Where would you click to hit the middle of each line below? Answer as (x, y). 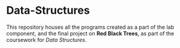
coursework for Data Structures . (47, 40)
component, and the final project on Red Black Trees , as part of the (90, 33)
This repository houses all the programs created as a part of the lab (90, 27)
